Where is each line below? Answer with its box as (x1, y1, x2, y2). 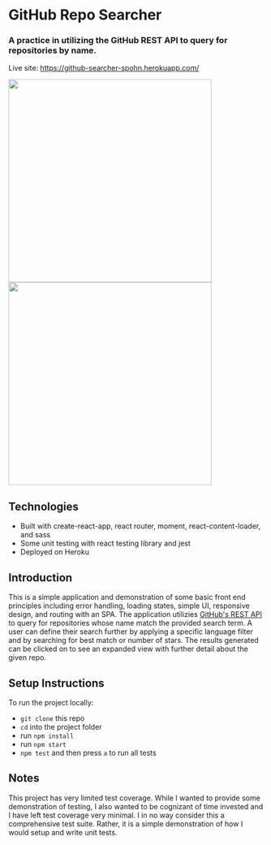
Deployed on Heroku (19, 547, 89, 557)
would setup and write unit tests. (8, 827, 118, 837)
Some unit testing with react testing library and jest (19, 538, 191, 549)
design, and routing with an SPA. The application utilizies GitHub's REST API (8, 610, 262, 619)
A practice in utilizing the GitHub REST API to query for (8, 35, 228, 46)
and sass (19, 530, 51, 540)
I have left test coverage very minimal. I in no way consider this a (8, 810, 225, 820)
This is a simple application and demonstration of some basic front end (8, 593, 246, 602)
